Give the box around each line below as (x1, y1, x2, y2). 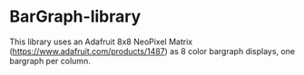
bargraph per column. (9, 55, 91, 66)
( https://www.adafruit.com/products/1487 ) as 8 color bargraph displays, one (9, 45, 296, 56)
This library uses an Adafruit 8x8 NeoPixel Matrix (9, 36, 193, 47)
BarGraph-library (9, 6, 142, 27)
